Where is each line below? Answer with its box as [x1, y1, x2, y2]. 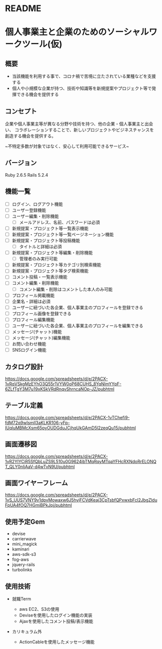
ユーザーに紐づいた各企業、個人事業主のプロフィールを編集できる [12, 323, 144, 328]
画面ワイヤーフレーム [5, 479, 68, 487]
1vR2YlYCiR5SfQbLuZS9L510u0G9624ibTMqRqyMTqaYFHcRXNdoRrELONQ [5, 458, 157, 464]
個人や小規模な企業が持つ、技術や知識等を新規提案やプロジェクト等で [12, 85, 152, 91]
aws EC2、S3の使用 [19, 606, 59, 612]
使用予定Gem [5, 518, 45, 526]
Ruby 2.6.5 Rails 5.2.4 [5, 172, 48, 178]
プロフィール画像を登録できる [12, 310, 72, 316]
